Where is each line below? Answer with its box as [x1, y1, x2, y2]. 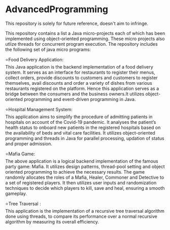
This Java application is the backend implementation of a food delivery [5, 63, 153, 70]
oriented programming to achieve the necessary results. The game [5, 169, 145, 175]
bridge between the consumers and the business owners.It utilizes [5, 90, 145, 97]
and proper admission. [5, 141, 52, 147]
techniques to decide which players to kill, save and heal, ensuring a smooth [5, 185, 165, 191]
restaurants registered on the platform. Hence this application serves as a [5, 85, 159, 91]
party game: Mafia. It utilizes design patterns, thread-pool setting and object [5, 163, 165, 170]
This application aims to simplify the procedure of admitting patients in [5, 113, 153, 120]
